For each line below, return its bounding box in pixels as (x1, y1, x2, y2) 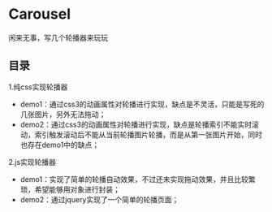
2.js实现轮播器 (8, 157, 57, 167)
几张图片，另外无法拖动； (19, 109, 106, 119)
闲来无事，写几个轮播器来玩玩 (8, 32, 108, 42)
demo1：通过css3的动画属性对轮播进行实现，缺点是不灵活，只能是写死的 (19, 99, 265, 109)
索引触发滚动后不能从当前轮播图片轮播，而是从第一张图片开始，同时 (34, 129, 262, 139)
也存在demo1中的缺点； (19, 140, 100, 149)
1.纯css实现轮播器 (8, 82, 68, 92)
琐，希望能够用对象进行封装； (19, 184, 120, 194)
